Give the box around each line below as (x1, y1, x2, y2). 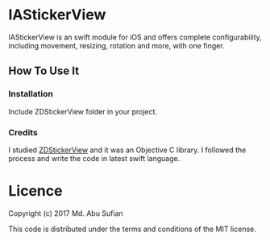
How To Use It (8, 64, 79, 78)
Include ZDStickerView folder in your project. (8, 106, 158, 116)
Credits (8, 126, 38, 138)
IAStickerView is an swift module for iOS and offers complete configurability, (8, 32, 262, 42)
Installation (8, 89, 54, 100)
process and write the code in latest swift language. (8, 153, 181, 163)
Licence (8, 182, 63, 201)
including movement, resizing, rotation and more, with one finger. (8, 40, 225, 50)
